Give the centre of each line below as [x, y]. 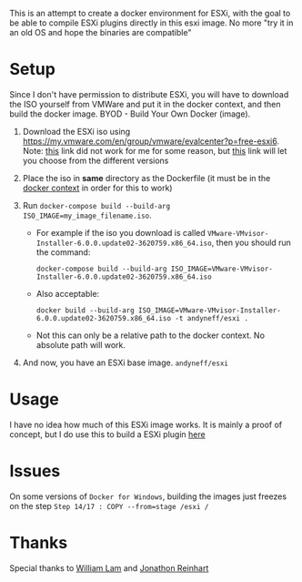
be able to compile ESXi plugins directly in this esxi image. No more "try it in [151, 23]
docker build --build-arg [85, 310]
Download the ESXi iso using [76, 131]
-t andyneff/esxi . [211, 318]
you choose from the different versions [96, 160]
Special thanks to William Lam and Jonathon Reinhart [109, 567]
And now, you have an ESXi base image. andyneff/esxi [126, 362]
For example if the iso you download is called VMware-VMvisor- [152, 232]
